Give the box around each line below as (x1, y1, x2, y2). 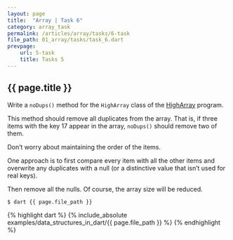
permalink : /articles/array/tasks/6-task (7, 29, 131, 37)
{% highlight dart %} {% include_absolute (7, 211, 128, 219)
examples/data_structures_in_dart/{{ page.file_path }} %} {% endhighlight (7, 218, 221, 227)
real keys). (7, 171, 38, 180)
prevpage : (7, 43, 36, 50)
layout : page (7, 10, 46, 18)
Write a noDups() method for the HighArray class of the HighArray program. (7, 100, 224, 109)
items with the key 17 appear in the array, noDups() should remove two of (7, 121, 218, 130)
